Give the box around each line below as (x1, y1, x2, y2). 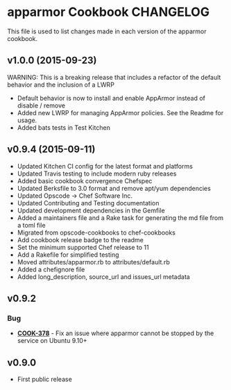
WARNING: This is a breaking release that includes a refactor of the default (7, 73, 221, 81)
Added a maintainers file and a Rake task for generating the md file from (17, 213, 224, 222)
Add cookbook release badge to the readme (17, 235, 144, 244)
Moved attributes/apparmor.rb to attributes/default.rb (17, 257, 170, 266)
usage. (17, 116, 37, 124)
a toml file (17, 221, 46, 229)
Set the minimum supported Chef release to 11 (17, 243, 149, 251)
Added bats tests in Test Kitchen (17, 123, 111, 132)
